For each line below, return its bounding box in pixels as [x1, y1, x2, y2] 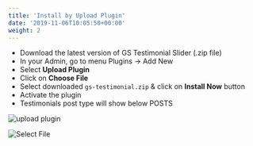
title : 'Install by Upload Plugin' [8, 11, 126, 20]
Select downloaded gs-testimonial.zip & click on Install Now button [19, 82, 246, 91]
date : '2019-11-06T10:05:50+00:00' [8, 19, 126, 27]
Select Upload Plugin [19, 65, 90, 75]
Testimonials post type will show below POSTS [19, 98, 173, 108]
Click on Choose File [19, 73, 89, 83]
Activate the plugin [19, 90, 82, 100]
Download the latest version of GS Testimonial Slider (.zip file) [19, 48, 222, 58]
